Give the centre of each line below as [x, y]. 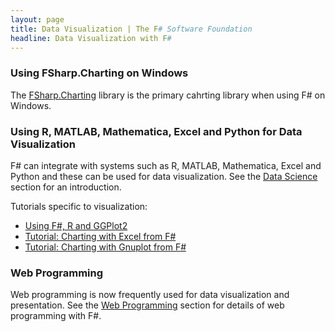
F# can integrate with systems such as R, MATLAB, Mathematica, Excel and [166, 165]
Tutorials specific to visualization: [79, 206]
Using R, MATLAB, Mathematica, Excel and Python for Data [156, 131]
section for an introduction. [66, 187]
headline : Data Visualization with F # [91, 38]
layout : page [37, 19]
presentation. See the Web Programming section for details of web [147, 305]
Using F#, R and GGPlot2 [76, 225]
